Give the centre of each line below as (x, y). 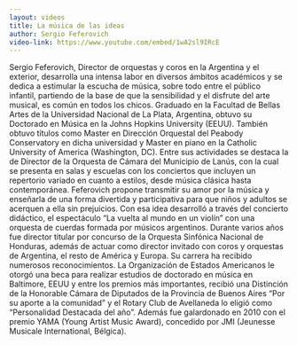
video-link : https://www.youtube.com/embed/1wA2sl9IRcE (114, 42)
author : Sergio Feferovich (59, 34)
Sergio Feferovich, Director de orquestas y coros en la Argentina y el (134, 67)
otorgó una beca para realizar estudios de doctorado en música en (131, 275)
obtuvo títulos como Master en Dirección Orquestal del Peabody (126, 133)
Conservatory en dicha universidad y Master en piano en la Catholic (133, 143)
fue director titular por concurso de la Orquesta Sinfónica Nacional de (137, 237)
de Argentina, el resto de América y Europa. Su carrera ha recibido (131, 256)
